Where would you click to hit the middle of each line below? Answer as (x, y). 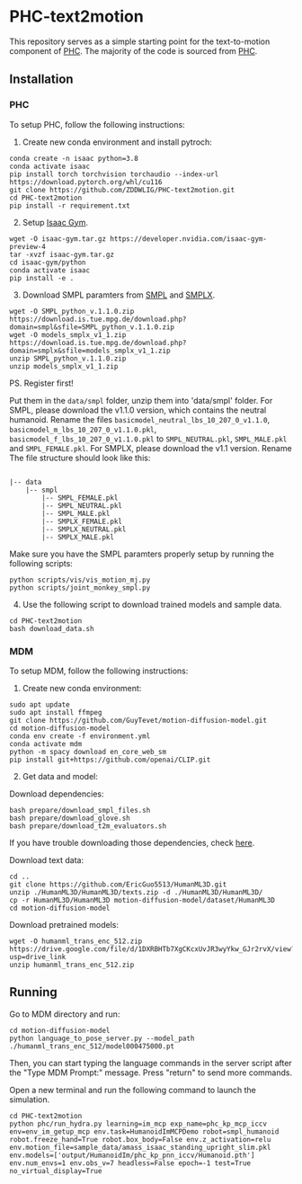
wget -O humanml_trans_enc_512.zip (76, 941)
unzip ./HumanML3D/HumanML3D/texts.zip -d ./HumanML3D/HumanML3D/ (136, 892)
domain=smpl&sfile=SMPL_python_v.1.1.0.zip (92, 327)
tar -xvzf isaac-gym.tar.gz (62, 254)
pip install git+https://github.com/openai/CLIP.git (110, 760)
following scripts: (41, 563)
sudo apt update (40, 704)
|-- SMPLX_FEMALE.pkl (82, 521)
